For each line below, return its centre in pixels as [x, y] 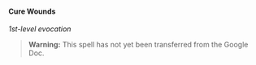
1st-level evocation [40, 29]
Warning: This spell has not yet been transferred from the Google [138, 45]
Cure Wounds [32, 11]
